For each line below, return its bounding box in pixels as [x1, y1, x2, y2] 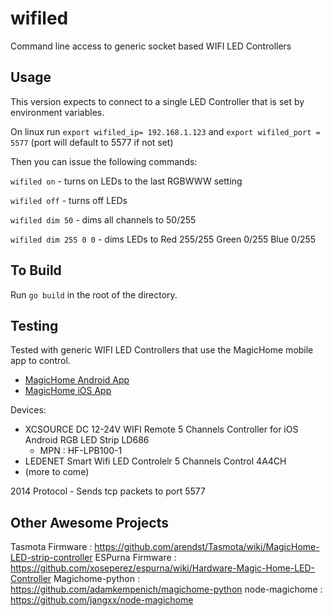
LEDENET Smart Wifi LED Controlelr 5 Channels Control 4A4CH [24, 455, 287, 467]
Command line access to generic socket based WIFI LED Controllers [10, 40, 292, 52]
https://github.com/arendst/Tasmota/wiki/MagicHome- [94, 541, 320, 553]
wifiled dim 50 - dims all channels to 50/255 [10, 213, 197, 226]
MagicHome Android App [24, 374, 130, 386]
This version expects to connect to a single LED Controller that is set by [10, 95, 305, 107]
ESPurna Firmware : [94, 552, 177, 564]
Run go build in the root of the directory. [10, 288, 178, 301]
